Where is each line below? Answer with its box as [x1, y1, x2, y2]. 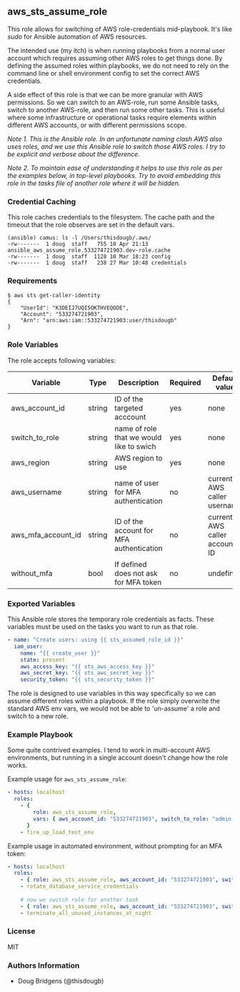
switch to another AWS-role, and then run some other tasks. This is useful [7, 105, 225, 114]
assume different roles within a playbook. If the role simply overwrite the [7, 697, 220, 705]
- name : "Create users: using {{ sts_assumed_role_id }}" [7, 636, 184, 643]
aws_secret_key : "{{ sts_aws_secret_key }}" [20, 670, 155, 677]
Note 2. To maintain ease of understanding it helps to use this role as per [7, 164, 223, 172]
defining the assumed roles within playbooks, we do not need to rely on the [7, 61, 229, 70]
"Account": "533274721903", [20, 311, 104, 318]
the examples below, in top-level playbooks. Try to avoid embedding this [7, 171, 221, 179]
